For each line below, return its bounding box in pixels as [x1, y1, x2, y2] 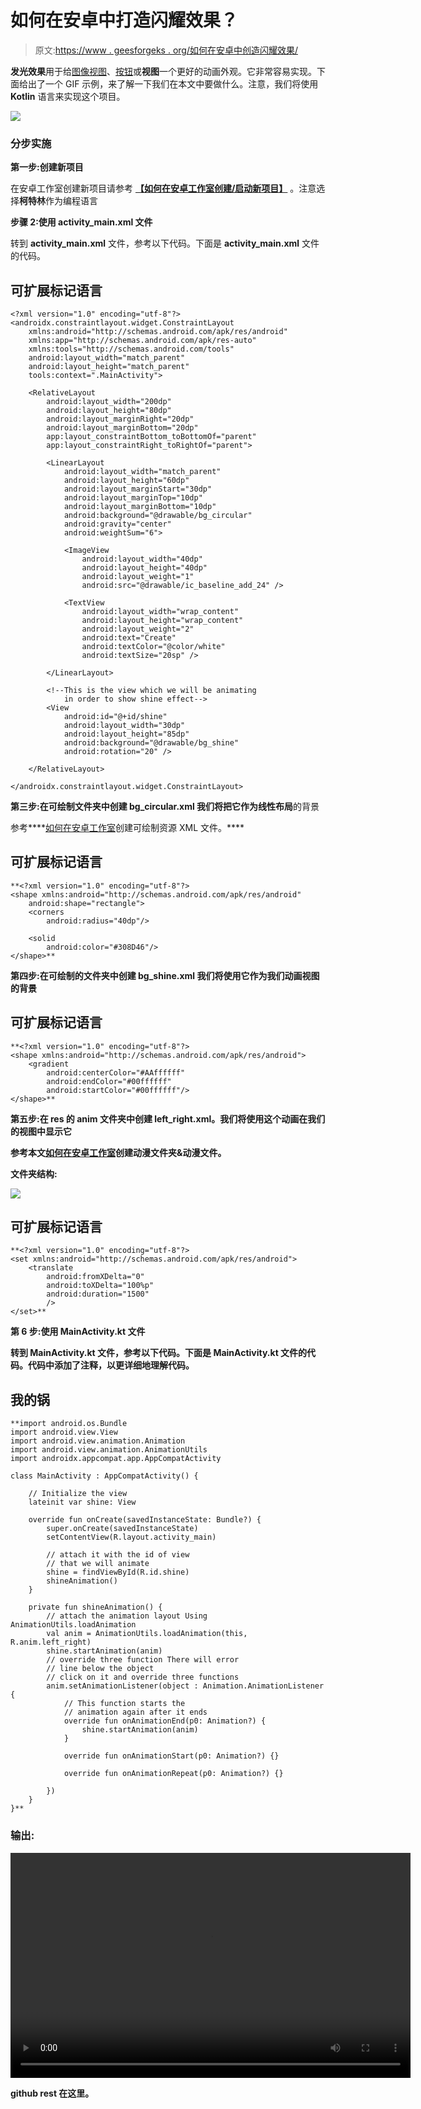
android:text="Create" [81, 633, 177, 643]
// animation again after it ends [63, 1707, 208, 1718]
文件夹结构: [10, 1167, 58, 1180]
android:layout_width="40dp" [81, 554, 203, 565]
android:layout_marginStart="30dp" [63, 484, 213, 495]
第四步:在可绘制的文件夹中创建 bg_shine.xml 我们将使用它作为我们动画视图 [10, 969, 320, 981]
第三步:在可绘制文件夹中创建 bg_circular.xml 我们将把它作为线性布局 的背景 [10, 801, 320, 813]
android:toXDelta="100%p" [46, 1281, 155, 1291]
